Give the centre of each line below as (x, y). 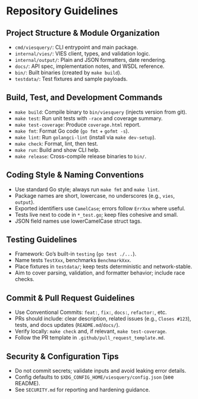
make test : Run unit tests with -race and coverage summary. (89, 118)
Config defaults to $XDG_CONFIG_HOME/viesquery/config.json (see (94, 377)
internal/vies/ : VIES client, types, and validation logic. (82, 54)
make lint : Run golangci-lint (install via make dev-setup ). (85, 137)
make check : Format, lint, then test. (56, 144)
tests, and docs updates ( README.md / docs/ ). (67, 325)
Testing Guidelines (42, 240)
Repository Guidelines (62, 11)
